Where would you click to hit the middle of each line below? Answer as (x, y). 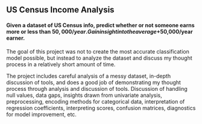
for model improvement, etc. (42, 114)
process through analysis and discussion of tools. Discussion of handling (97, 88)
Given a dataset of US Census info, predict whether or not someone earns (100, 25)
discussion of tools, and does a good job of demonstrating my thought (93, 82)
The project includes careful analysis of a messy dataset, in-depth (88, 76)
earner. (16, 38)
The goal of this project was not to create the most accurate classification (98, 51)
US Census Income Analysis (60, 10)
